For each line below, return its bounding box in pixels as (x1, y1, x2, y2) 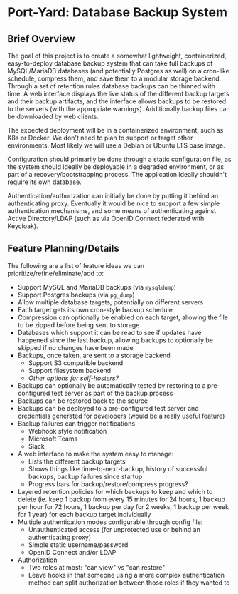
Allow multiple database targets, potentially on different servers (17, 297, 204, 307)
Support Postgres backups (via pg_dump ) (17, 290, 135, 299)
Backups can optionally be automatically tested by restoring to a (17, 381, 206, 389)
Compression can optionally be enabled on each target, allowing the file (17, 313, 229, 322)
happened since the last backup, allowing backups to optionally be (17, 336, 214, 344)
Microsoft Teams (28, 434, 78, 443)
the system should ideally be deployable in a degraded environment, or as (7, 163, 225, 171)
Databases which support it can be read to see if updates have (17, 328, 202, 337)
